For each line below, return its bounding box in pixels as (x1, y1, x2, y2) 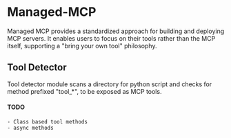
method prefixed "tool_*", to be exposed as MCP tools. (7, 87, 162, 95)
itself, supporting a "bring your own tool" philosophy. (7, 41, 157, 50)
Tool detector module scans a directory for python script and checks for (7, 80, 212, 88)
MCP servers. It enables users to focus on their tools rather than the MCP (7, 34, 216, 42)
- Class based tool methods (7, 118, 88, 125)
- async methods (7, 124, 54, 131)
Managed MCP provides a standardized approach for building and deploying (7, 27, 225, 35)
